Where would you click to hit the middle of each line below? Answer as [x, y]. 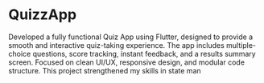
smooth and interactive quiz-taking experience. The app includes [117, 45]
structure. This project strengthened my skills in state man [105, 70]
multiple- [241, 45]
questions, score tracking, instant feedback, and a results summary [144, 53]
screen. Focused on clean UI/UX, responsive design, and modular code [127, 62]
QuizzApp [43, 15]
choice [20, 53]
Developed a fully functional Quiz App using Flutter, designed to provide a [131, 37]
